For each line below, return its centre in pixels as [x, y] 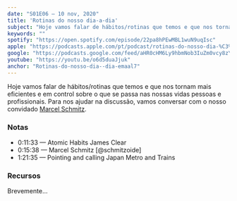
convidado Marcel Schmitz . [47, 109]
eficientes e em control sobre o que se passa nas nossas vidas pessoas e [114, 94]
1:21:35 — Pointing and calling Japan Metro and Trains [96, 157]
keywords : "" [26, 33]
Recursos [24, 176]
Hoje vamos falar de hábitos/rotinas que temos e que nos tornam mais [109, 86]
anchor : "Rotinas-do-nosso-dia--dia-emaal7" [74, 66]
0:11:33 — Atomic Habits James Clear [72, 142]
